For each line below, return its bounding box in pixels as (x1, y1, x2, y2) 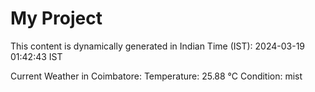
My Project (10, 7, 103, 30)
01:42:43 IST (10, 50, 63, 62)
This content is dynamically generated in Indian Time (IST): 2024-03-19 (10, 40, 306, 52)
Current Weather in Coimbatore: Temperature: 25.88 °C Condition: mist (10, 70, 303, 82)
